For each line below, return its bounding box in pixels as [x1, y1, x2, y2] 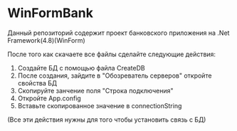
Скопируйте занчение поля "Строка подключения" [17, 86, 174, 95]
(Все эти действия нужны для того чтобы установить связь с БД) [7, 115, 206, 124]
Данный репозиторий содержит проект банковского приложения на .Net [7, 28, 230, 37]
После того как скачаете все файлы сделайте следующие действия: [7, 50, 216, 58]
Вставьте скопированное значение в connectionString [17, 101, 182, 110]
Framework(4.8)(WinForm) [7, 36, 85, 44]
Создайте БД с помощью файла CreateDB [17, 63, 145, 72]
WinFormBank [7, 5, 94, 21]
